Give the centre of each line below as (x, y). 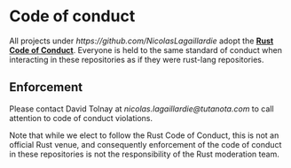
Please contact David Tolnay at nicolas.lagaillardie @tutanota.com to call (142, 109)
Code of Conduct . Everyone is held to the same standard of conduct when (145, 50)
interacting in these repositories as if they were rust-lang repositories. (137, 59)
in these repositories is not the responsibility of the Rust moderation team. (144, 154)
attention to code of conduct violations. (81, 118)
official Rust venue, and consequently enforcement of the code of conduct (145, 144)
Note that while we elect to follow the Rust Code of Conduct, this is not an (144, 135)
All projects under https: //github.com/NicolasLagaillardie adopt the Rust (142, 41)
